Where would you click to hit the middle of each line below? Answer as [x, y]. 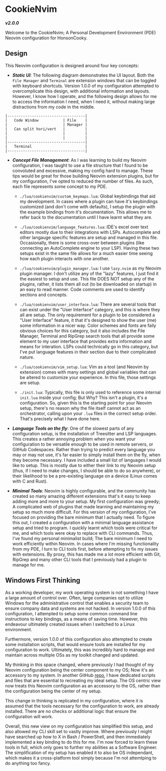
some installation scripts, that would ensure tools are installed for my [75, 644]
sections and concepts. [44, 294]
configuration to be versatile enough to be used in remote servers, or [83, 444]
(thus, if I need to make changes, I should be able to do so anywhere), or [86, 471]
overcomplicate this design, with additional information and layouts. [81, 91]
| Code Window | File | [46, 120]
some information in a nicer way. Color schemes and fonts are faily [88, 325]
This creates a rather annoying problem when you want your [74, 439]
